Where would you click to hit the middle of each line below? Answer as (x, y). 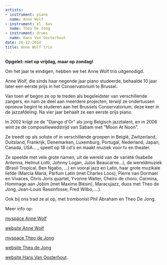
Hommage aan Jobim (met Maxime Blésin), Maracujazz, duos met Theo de (82, 184)
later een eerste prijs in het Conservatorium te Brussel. (61, 86)
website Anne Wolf (24, 228)
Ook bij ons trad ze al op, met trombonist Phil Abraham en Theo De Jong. (80, 199)
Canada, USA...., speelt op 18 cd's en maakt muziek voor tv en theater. (78, 147)
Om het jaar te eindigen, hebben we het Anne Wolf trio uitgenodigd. (75, 71)
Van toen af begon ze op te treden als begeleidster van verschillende (76, 96)
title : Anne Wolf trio (29, 47)
